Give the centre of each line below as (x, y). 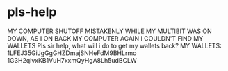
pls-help (32, 12)
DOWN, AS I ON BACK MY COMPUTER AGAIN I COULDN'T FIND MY (105, 38)
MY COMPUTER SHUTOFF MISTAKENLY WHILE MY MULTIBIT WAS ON (109, 31)
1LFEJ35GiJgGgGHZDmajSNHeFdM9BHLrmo (72, 53)
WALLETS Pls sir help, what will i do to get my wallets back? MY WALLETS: (115, 45)
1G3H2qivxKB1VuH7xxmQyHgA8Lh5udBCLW (72, 60)
